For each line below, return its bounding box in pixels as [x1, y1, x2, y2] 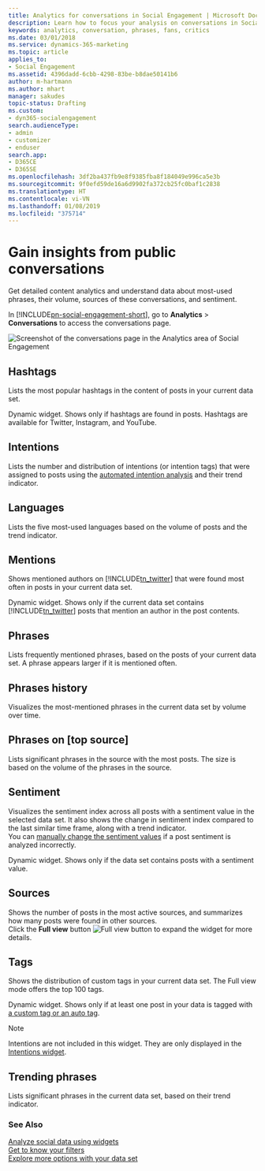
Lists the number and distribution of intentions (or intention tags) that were [8, 461, 250, 471]
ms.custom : [8, 107, 44, 115]
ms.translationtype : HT [8, 187, 87, 196]
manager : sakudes [8, 92, 65, 100]
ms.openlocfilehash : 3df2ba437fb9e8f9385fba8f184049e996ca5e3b [8, 173, 221, 181]
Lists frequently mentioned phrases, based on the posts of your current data [8, 650, 256, 659]
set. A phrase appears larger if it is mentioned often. [8, 658, 177, 668]
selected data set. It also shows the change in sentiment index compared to [8, 815, 254, 824]
